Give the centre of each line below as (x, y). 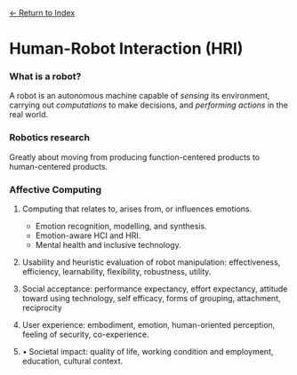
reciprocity (42, 308)
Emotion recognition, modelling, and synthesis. (121, 227)
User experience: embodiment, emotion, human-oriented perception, (148, 325)
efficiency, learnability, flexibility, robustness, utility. (116, 272)
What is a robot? (45, 76)
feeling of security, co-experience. (85, 335)
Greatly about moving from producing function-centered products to (135, 157)
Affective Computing (56, 189)
